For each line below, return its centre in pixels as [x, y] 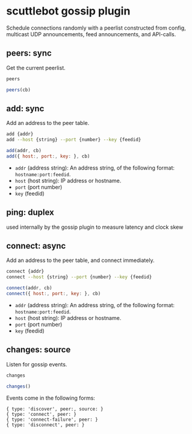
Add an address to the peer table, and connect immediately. [80, 260]
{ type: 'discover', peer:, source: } [55, 409]
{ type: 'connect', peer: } [42, 414]
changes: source [39, 350]
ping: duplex [30, 212]
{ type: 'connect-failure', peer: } [52, 420]
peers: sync [29, 53]
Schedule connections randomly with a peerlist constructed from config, [96, 28]
